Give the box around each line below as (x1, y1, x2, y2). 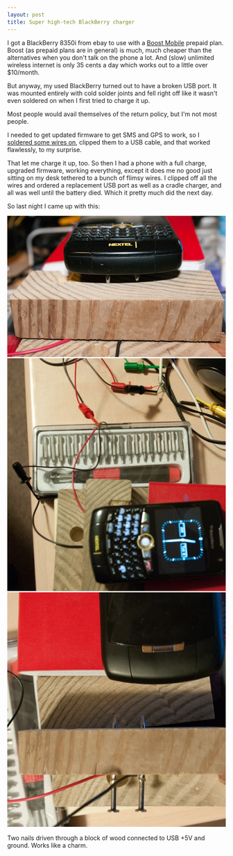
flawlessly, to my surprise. (7, 145, 82, 154)
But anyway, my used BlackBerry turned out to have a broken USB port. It (7, 81, 217, 90)
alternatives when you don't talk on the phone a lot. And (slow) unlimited (7, 53, 214, 62)
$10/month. (7, 68, 40, 76)
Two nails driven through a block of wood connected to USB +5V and (7, 834, 205, 842)
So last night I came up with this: (7, 201, 101, 210)
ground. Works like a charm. (7, 841, 88, 849)
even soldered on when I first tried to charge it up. (7, 96, 150, 104)
